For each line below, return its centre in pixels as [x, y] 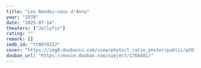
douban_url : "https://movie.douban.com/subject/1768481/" [80, 56]
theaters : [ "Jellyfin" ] [36, 28]
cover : [14, 50]
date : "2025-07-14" [31, 22]
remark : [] [20, 39]
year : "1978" [22, 17]
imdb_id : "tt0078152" [33, 45]
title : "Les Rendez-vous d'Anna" [48, 12]
